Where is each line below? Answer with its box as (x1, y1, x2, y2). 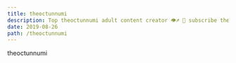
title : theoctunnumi (7, 10, 68, 17)
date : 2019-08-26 (7, 23, 58, 30)
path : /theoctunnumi (7, 29, 68, 37)
